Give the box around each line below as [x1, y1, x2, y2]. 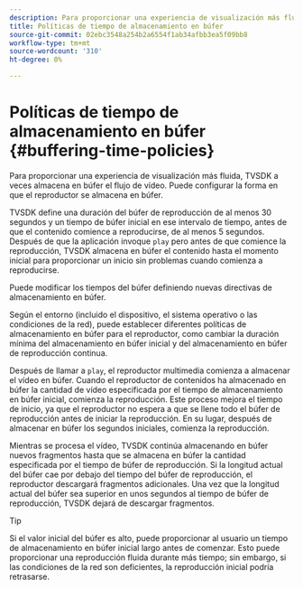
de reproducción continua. [9, 347, 108, 358]
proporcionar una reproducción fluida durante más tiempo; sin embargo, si [9, 552, 287, 563]
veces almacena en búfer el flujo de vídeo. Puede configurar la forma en [9, 180, 279, 191]
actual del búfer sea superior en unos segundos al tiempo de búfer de [9, 488, 269, 499]
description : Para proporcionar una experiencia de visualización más [9, 13, 280, 23]
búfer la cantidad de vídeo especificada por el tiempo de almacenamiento [9, 384, 284, 395]
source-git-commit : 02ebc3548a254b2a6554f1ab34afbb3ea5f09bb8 [9, 30, 248, 39]
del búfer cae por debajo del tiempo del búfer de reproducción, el [9, 469, 253, 480]
